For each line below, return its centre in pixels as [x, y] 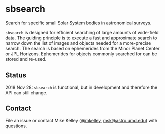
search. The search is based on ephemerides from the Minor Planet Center [82, 48]
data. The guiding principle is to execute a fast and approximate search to [81, 38]
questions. [16, 126]
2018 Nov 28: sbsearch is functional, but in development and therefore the [81, 87]
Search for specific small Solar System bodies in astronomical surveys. [78, 23]
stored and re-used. [26, 59]
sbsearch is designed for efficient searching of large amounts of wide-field [82, 32]
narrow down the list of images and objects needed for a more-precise [78, 43]
